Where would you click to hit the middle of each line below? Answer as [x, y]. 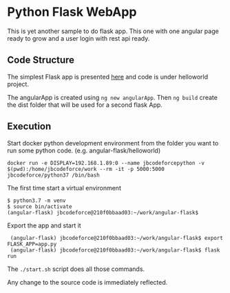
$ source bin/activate [40, 206]
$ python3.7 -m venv [37, 201]
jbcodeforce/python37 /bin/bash [53, 175]
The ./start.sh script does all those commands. [76, 269]
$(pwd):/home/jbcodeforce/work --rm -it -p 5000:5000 [86, 169]
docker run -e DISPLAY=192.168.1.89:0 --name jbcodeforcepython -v [106, 163]
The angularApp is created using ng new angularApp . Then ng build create [113, 97]
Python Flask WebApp [72, 12]
